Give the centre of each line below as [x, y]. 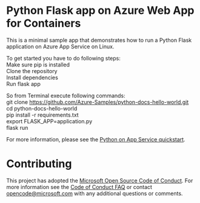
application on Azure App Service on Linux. [60, 47]
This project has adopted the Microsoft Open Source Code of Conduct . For [100, 180]
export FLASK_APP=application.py [49, 121]
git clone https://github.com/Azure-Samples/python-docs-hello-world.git [98, 102]
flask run [17, 127]
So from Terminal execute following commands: [66, 95]
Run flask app [23, 84]
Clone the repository [32, 71]
